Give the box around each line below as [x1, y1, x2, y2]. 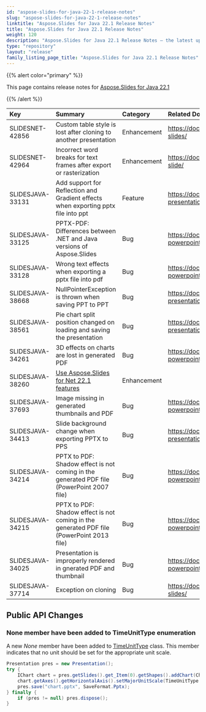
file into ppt [55, 209, 89, 218]
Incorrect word [55, 145, 99, 154]
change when [55, 427, 95, 435]
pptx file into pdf [55, 275, 103, 283]
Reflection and [55, 186, 97, 194]
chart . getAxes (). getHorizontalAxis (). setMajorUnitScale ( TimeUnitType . [17, 678, 202, 684]
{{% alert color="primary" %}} [6, 71, 83, 78]
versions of [55, 242, 88, 250]
